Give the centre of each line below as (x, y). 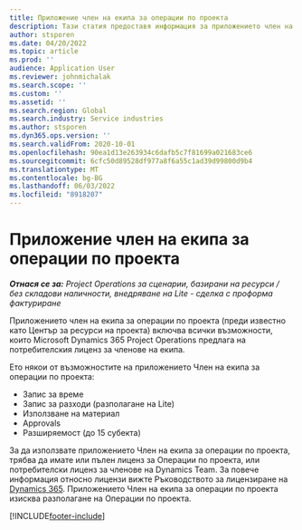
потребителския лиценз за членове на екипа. (97, 349)
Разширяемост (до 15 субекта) (82, 432)
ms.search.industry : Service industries (87, 119)
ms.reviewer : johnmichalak (60, 77)
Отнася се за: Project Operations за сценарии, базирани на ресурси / (145, 284)
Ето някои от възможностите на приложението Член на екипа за (135, 367)
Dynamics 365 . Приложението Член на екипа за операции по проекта (144, 488)
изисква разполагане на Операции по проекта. (100, 498)
